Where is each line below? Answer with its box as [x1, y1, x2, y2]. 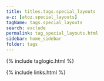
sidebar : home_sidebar [6, 36, 62, 42]
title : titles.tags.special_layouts [6, 8, 96, 15]
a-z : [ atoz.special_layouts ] [6, 14, 78, 20]
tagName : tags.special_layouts [6, 19, 83, 25]
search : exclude [6, 25, 46, 31]
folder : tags [6, 42, 38, 48]
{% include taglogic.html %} [6, 57, 75, 65]
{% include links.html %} [6, 69, 66, 76]
